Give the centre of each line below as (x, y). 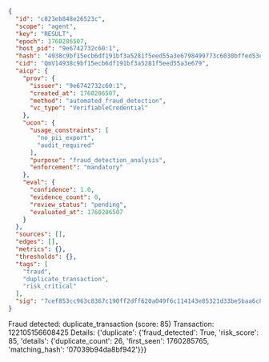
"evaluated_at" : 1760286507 (76, 212)
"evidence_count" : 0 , (66, 197)
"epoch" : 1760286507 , (52, 41)
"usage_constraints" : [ (69, 130)
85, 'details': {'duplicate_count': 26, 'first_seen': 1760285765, (109, 340)
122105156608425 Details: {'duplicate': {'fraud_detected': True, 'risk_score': (133, 332)
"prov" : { (39, 78)
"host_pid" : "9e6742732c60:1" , (68, 49)
